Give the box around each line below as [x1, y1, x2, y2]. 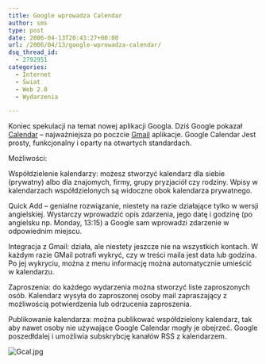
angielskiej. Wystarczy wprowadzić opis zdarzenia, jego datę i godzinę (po [8, 209, 253, 219]
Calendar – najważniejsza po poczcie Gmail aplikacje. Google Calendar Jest [8, 130, 256, 140]
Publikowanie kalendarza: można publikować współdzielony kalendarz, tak [8, 315, 253, 324]
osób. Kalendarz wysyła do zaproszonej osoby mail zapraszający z [8, 291, 228, 301]
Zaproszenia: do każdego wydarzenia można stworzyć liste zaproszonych [8, 282, 250, 292]
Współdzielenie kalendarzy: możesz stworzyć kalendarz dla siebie [8, 169, 225, 178]
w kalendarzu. [8, 267, 55, 277]
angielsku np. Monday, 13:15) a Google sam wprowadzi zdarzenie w [8, 218, 229, 228]
